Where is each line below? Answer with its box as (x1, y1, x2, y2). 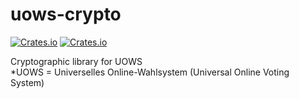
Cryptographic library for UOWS (10, 55, 143, 67)
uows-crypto (10, 3, 122, 26)
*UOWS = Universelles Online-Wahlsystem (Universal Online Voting (10, 66, 290, 78)
